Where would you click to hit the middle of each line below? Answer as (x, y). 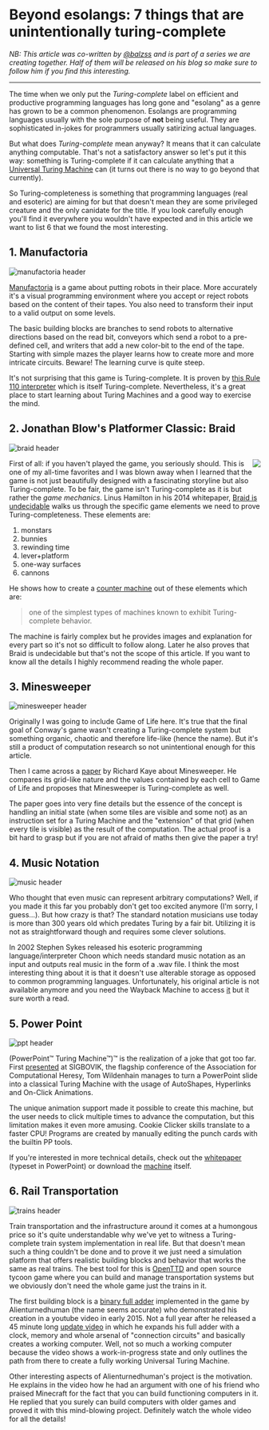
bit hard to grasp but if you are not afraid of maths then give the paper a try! (134, 838)
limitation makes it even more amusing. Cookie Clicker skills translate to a (130, 1125)
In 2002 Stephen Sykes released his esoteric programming (106, 948)
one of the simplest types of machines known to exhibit (120, 612)
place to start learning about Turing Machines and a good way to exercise (130, 395)
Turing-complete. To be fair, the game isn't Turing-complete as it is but (125, 489)
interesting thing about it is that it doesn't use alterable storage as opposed (133, 973)
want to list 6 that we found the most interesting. (89, 227)
